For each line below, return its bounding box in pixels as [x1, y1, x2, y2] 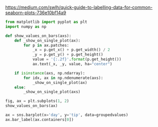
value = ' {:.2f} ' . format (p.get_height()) [32, 57, 122, 62]
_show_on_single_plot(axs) [23, 90, 81, 95]
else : [14, 84, 26, 90]
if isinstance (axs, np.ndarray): [14, 70, 85, 75]
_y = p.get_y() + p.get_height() [32, 52, 103, 57]
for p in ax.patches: [23, 43, 70, 48]
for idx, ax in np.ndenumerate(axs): [23, 75, 103, 80]
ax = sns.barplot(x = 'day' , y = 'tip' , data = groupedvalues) [5, 112, 129, 117]
